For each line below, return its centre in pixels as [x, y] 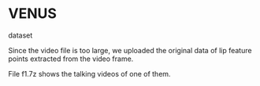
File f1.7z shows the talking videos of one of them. [89, 73]
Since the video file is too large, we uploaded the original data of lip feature [130, 50]
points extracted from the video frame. [71, 59]
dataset [20, 35]
